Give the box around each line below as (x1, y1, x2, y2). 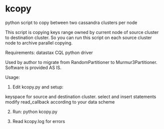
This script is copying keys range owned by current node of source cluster (5, 29, 159, 35)
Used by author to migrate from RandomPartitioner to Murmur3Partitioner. (5, 59, 157, 65)
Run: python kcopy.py (12, 108, 57, 114)
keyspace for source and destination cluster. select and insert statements (5, 93, 156, 99)
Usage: (5, 74, 20, 80)
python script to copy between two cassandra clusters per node (5, 19, 137, 25)
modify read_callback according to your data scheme (5, 98, 115, 105)
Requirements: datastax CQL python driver (5, 49, 93, 55)
